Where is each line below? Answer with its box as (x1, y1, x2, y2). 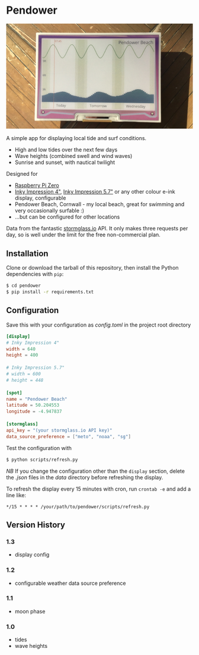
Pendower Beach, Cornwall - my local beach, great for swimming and (14, 201, 185, 208)
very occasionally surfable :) (14, 207, 85, 214)
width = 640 (6, 346, 36, 352)
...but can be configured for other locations (14, 213, 120, 220)
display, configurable (14, 194, 66, 202)
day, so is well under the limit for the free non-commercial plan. (6, 231, 161, 238)
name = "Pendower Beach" (6, 396, 68, 402)
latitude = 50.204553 (6, 402, 60, 409)
